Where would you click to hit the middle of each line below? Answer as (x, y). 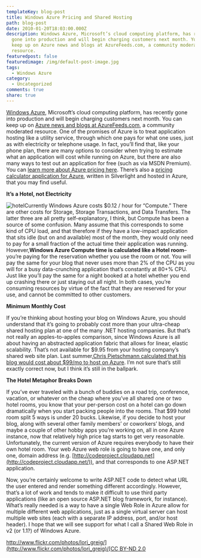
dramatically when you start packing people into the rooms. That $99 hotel (98, 411)
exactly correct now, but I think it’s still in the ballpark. (72, 368)
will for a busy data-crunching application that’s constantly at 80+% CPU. (97, 269)
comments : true (25, 90)
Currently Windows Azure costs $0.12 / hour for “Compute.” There (106, 205)
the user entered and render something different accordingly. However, (94, 486)
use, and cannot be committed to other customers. (69, 295)
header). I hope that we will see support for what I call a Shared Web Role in (100, 524)
